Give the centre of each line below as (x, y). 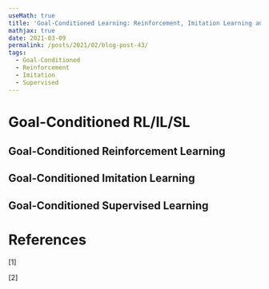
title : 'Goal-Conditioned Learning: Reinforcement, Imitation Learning (130, 23)
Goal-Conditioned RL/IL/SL (99, 122)
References (47, 240)
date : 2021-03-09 (37, 38)
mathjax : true (32, 30)
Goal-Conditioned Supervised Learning (108, 206)
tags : (17, 53)
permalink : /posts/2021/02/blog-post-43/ (78, 46)
